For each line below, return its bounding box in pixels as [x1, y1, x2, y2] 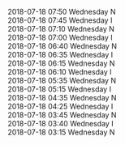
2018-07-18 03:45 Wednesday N [7, 110, 117, 120]
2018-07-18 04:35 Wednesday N [7, 93, 117, 102]
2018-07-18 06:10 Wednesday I [7, 67, 112, 76]
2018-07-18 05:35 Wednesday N [7, 76, 117, 85]
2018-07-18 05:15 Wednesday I [7, 84, 111, 94]
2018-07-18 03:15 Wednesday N [7, 127, 115, 137]
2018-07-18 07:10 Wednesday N [7, 24, 115, 33]
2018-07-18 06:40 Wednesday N [7, 41, 117, 51]
